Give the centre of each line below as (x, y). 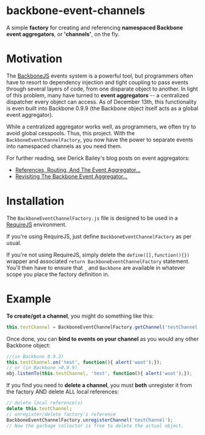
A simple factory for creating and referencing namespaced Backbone (95, 28)
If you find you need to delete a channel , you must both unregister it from (99, 385)
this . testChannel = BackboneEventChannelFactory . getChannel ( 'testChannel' (103, 327)
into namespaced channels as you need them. (64, 146)
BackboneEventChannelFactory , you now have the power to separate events (100, 139)
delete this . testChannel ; (39, 409)
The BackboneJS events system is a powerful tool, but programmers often (100, 76)
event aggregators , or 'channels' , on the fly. (63, 34)
